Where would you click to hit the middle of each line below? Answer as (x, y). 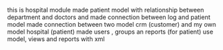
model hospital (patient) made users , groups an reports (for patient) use (110, 32)
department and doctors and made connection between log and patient (109, 17)
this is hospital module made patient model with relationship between (106, 10)
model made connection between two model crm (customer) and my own (111, 24)
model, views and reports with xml (56, 39)
